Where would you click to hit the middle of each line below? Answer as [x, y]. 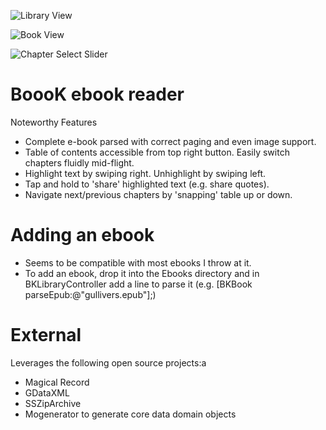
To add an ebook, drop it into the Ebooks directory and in [142, 273]
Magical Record [57, 382]
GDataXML [47, 392]
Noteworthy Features [54, 122]
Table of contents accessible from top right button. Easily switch [157, 152]
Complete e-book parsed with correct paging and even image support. [170, 141]
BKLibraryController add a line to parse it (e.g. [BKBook [138, 284]
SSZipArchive [53, 403]
